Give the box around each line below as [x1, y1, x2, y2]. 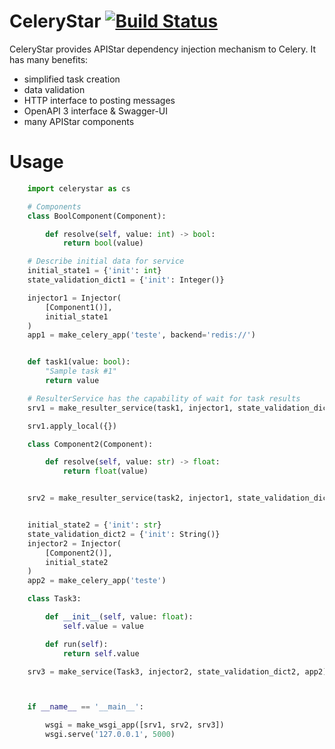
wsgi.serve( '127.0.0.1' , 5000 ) [45, 730, 176, 740]
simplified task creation [23, 73, 121, 85]
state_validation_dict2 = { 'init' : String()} [27, 529, 221, 539]
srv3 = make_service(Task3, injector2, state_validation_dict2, [27, 666, 301, 677]
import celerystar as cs [27, 183, 131, 194]
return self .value [62, 648, 140, 659]
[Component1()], [45, 302, 113, 312]
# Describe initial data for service [27, 256, 185, 267]
